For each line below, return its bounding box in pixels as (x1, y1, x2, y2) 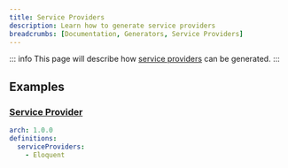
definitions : (9, 134, 58, 142)
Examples (9, 79, 65, 94)
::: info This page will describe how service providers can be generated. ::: (9, 54, 281, 65)
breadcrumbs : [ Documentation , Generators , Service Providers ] (9, 29, 244, 38)
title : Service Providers (9, 12, 105, 22)
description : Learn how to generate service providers (9, 21, 216, 30)
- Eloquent (25, 150, 66, 159)
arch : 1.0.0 (9, 126, 53, 135)
